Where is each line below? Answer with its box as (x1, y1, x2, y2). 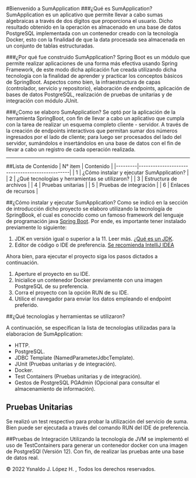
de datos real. (6, 454, 39, 461)
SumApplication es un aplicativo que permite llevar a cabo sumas (6, 11, 163, 18)
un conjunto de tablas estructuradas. (6, 42, 94, 49)
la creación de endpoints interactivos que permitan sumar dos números (6, 127, 178, 134)
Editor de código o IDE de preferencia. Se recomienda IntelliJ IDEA (14, 241, 174, 248)
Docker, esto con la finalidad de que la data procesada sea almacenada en (6, 36, 185, 43)
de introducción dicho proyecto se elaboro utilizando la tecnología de (6, 205, 173, 212)
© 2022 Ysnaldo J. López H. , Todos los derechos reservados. (6, 465, 156, 472)
